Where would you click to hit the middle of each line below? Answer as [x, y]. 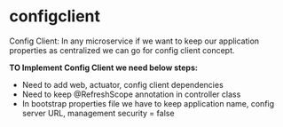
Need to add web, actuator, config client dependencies [122, 84]
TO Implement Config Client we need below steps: [103, 67]
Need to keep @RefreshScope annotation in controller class [131, 94]
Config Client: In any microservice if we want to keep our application [134, 41]
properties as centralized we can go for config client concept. [122, 50]
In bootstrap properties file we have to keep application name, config [148, 103]
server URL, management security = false [98, 113]
